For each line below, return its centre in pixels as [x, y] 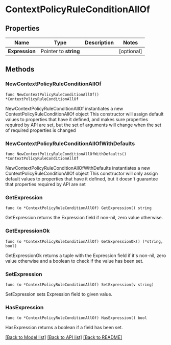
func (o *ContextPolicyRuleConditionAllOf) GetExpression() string [79, 208]
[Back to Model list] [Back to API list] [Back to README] [64, 337]
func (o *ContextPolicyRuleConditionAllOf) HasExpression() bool [76, 318]
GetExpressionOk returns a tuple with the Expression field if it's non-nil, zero [86, 255]
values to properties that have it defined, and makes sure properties [77, 119]
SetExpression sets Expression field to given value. [59, 294]
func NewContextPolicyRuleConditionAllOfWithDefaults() [66, 154]
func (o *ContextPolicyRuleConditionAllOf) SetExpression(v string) [80, 285]
